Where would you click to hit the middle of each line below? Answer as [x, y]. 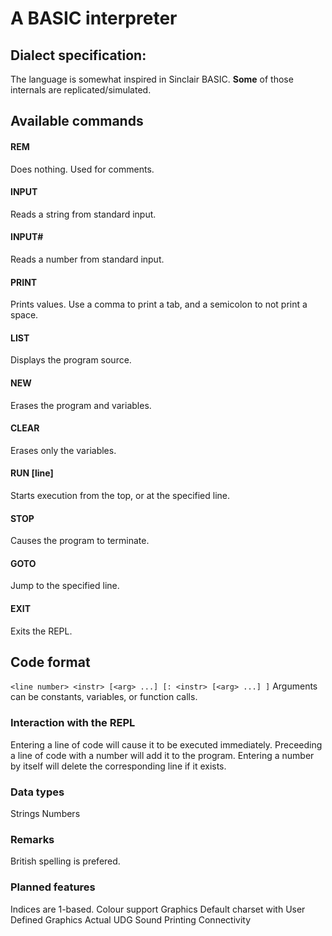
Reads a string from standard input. [83, 214]
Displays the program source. [71, 360]
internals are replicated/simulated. [81, 90]
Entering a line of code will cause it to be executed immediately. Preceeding [166, 744]
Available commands [77, 121]
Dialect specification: [78, 55]
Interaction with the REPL [73, 723]
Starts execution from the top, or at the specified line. [120, 496]
